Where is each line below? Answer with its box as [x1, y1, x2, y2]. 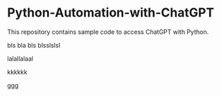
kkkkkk [7, 68, 28, 76]
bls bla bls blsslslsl [7, 41, 61, 49]
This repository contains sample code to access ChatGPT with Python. [7, 28, 209, 36]
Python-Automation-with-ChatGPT [7, 5, 215, 21]
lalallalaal [7, 54, 33, 63]
